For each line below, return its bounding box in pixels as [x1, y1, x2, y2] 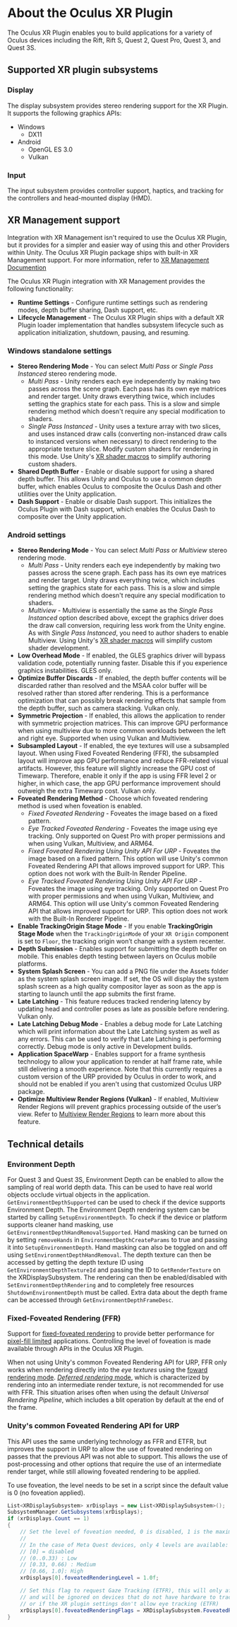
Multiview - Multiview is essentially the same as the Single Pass [28, 606, 214, 615]
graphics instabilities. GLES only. [17, 667, 113, 675]
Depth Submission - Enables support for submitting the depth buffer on [17, 945, 227, 953]
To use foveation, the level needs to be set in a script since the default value [7, 1481, 229, 1489]
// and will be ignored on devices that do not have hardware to [20, 1594, 217, 1601]
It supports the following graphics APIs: [7, 108, 122, 117]
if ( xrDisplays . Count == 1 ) [7, 1515, 90, 1522]
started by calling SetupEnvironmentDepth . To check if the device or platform [7, 1213, 228, 1221]
